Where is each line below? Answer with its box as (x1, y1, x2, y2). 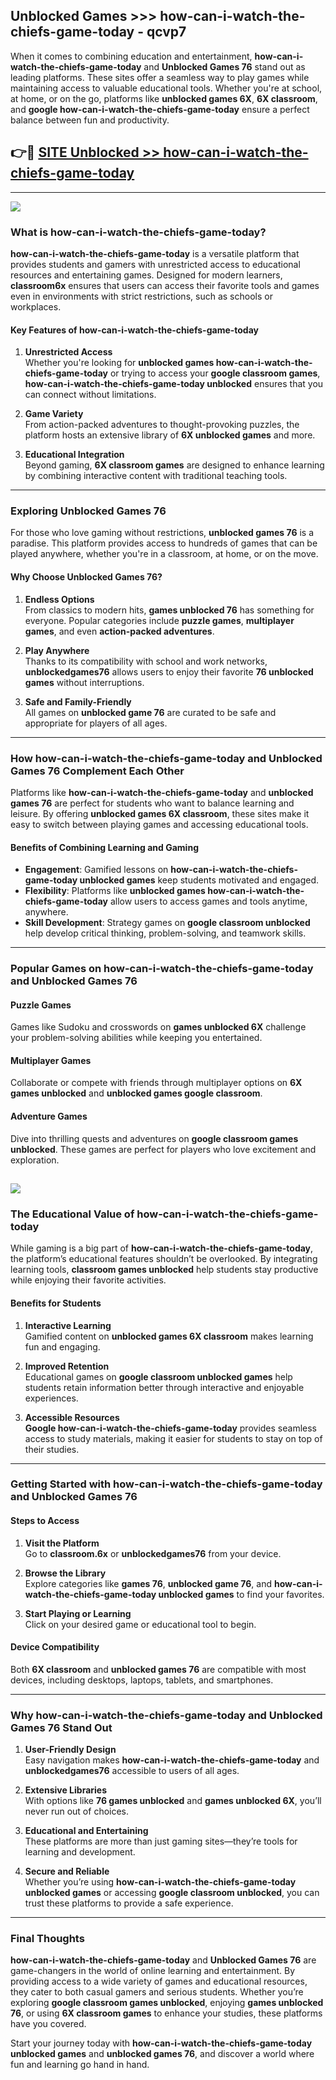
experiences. (24, 1392, 79, 1404)
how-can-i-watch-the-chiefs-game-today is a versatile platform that (10, 247, 300, 259)
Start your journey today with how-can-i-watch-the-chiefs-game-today (10, 2037, 313, 2049)
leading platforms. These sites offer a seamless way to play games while (10, 71, 310, 83)
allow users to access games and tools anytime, (109, 895, 308, 908)
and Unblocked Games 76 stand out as (143, 60, 306, 73)
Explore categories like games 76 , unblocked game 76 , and (24, 1577, 272, 1589)
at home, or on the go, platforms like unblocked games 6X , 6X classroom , (10, 92, 318, 104)
